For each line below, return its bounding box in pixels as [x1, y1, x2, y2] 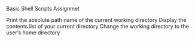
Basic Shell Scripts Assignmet [6, 5, 80, 12]
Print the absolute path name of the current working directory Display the [6, 17, 187, 23]
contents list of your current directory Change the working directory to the [6, 23, 190, 30]
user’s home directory [6, 29, 60, 36]
